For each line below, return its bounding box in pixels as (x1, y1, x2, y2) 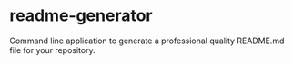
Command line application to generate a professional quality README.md (9, 35, 285, 46)
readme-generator (9, 5, 153, 26)
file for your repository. (9, 44, 96, 55)
